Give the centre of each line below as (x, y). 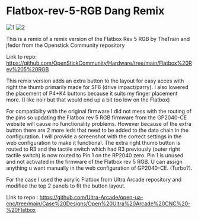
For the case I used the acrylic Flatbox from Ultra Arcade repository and (94, 179)
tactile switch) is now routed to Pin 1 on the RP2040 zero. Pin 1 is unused (95, 155)
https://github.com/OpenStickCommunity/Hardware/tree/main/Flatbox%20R (99, 63)
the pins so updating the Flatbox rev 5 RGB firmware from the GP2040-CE (97, 118)
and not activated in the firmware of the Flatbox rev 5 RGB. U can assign (94, 161)
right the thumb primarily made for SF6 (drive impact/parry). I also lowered (97, 87)
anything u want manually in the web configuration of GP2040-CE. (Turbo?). (99, 168)
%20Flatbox (21, 210)
